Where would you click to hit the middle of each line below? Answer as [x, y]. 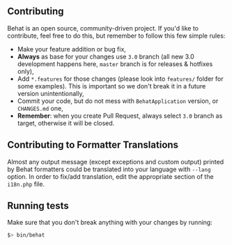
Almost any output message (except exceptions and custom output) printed [116, 161]
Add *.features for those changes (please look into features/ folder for [120, 79]
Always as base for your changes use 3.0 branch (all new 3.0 [106, 56]
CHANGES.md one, [40, 108]
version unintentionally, [51, 93]
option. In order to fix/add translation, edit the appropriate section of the [110, 176]
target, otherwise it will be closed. [66, 123]
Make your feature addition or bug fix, [72, 49]
